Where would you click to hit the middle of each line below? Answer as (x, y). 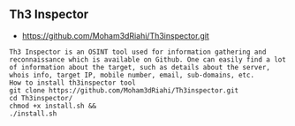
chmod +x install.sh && (53, 106)
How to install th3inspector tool (73, 83)
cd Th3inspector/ (41, 98)
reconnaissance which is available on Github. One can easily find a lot (148, 59)
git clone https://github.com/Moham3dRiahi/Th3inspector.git (124, 90)
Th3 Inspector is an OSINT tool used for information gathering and (138, 52)
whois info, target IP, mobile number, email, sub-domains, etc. (132, 75)
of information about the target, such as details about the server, (140, 67)
